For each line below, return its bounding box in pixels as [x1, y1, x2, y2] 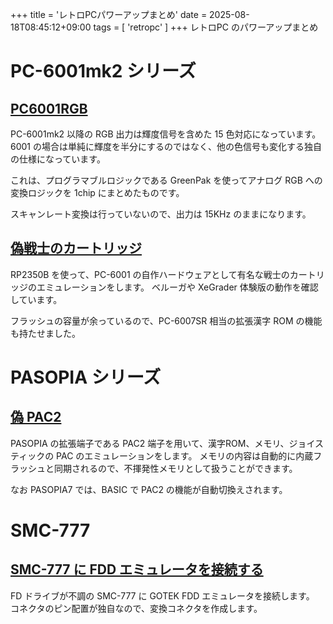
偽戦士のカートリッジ [10, 240, 142, 257]
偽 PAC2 [10, 409, 62, 426]
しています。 [10, 293, 63, 305]
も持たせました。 [10, 327, 81, 339]
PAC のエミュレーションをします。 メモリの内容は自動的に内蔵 [56, 449, 314, 462]
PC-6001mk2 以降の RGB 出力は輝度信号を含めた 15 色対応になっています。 [10, 128, 322, 140]
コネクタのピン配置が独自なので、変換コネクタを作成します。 [10, 602, 263, 614]
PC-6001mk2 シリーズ [10, 60, 197, 83]
